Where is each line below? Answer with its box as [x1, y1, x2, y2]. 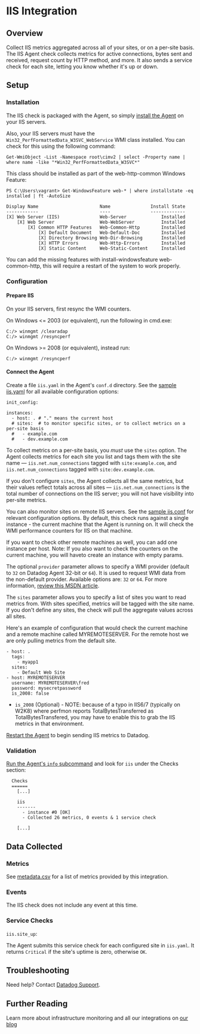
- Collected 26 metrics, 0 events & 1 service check [21, 815, 156, 821]
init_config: [6, 400, 39, 406]
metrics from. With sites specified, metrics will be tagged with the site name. [6, 600, 195, 607]
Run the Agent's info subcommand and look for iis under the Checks [6, 760, 179, 767]
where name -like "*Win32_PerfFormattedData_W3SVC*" [6, 159, 140, 165]
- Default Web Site [17, 670, 66, 676]
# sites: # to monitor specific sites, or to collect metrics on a [11, 421, 186, 427]
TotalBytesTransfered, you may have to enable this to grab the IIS [14, 714, 176, 721]
